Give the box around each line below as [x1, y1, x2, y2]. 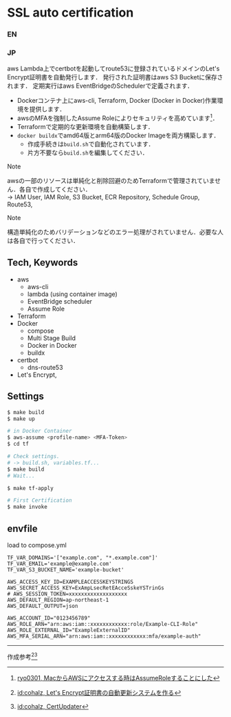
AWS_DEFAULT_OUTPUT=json [7, 602, 78, 609]
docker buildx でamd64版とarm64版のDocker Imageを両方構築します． [16, 131, 220, 139]
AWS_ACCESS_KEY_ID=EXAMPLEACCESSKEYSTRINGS [7, 578, 134, 585]
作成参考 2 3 [7, 651, 38, 660]
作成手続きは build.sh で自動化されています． [27, 140, 155, 148]
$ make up [7, 415, 36, 422]
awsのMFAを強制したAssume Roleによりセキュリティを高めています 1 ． [16, 112, 219, 122]
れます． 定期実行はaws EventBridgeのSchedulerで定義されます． [7, 81, 194, 90]
